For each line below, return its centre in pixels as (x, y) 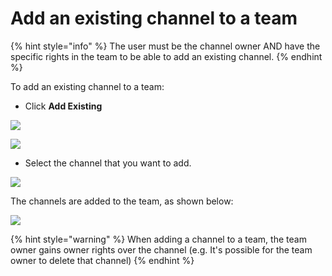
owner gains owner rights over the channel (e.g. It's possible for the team (161, 249)
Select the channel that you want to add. (108, 163)
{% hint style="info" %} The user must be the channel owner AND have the (165, 46)
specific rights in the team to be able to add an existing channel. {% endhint (166, 56)
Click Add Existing (63, 106)
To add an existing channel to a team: (87, 86)
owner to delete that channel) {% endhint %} (102, 260)
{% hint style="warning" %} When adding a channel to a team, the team (158, 239)
